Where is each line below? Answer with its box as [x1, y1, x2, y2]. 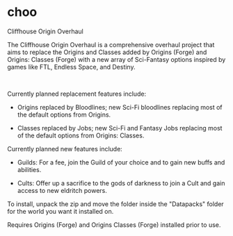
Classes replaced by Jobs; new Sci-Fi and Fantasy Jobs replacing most [17, 124, 223, 132]
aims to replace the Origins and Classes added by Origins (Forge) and [7, 48, 207, 56]
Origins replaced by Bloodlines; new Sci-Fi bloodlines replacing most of [17, 103, 223, 111]
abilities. [17, 165, 42, 174]
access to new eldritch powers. [17, 186, 108, 194]
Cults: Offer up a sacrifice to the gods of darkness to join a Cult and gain [17, 178, 225, 187]
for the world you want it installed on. [7, 207, 114, 215]
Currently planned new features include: [7, 144, 123, 153]
